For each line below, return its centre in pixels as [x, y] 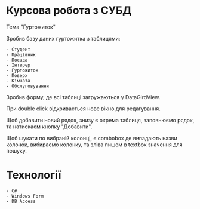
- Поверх [17, 75]
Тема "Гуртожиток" [31, 27]
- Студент [19, 49]
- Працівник [21, 54]
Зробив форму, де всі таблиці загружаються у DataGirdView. [83, 97]
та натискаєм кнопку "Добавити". [49, 127]
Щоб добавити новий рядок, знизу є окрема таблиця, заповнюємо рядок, [100, 120]
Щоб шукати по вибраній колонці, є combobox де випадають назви [92, 138]
